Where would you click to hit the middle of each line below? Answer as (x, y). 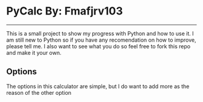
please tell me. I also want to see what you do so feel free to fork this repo (98, 46)
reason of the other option (39, 92)
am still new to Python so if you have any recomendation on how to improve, (101, 40)
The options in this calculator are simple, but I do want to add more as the (98, 86)
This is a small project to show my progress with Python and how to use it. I (100, 33)
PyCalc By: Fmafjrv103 (65, 11)
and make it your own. (34, 53)
